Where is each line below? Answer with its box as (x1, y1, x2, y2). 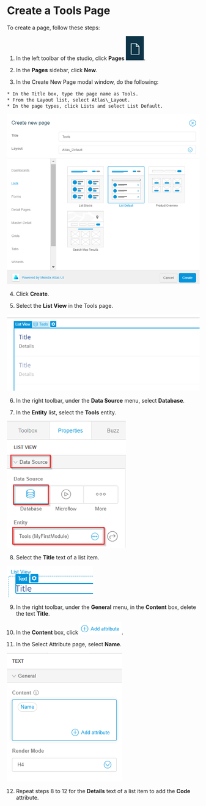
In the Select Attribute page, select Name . (15, 640, 122, 647)
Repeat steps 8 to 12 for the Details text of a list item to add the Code (15, 787, 191, 794)
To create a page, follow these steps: (7, 24, 100, 31)
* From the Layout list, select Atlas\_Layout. (7, 97, 131, 103)
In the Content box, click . (15, 629, 124, 636)
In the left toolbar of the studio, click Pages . (15, 54, 146, 62)
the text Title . (15, 610, 50, 617)
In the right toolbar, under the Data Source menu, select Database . (15, 397, 185, 404)
